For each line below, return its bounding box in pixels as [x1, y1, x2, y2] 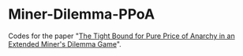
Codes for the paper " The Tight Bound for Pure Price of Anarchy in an [8, 31, 235, 40]
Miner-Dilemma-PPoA [8, 5, 155, 23]
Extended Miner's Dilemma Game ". [8, 39, 122, 48]
